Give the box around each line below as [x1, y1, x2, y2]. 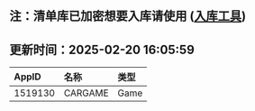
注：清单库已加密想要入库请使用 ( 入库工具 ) [9, 8, 246, 24]
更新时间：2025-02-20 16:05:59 [9, 42, 196, 57]
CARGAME [63, 87, 110, 99]
